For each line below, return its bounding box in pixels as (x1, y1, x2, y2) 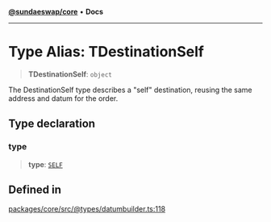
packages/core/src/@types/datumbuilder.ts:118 (8, 204, 166, 214)
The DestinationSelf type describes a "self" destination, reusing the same (8, 85, 252, 94)
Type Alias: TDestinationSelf (8, 43, 204, 61)
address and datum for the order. (8, 93, 119, 103)
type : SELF (27, 159, 63, 169)
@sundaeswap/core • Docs (8, 7, 103, 16)
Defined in (8, 183, 62, 197)
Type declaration (8, 117, 95, 131)
